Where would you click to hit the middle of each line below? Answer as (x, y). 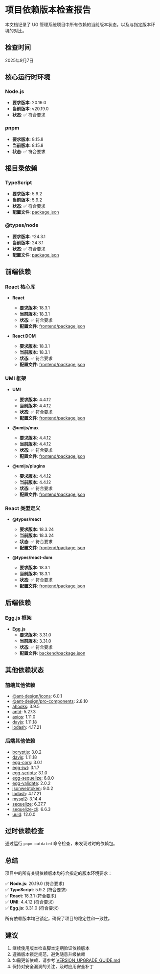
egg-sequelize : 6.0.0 (33, 778)
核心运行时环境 (28, 77)
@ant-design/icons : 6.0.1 (37, 696)
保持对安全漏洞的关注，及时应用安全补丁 (53, 967)
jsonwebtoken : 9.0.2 (33, 788)
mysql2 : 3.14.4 (27, 799)
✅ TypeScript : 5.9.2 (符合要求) (36, 890)
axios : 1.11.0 (24, 717)
